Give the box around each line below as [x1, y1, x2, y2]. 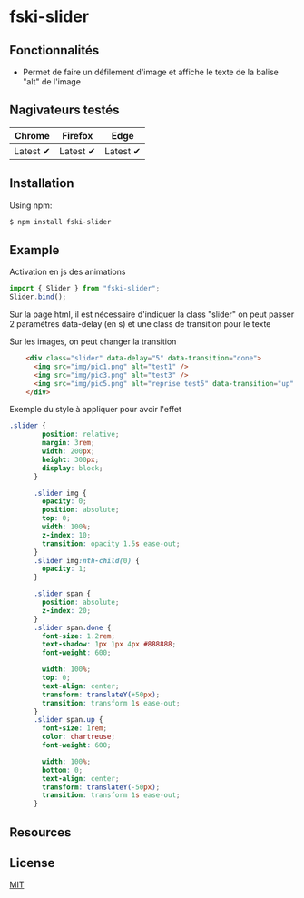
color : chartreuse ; [42, 733, 116, 742]
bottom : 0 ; [42, 765, 83, 775]
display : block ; [42, 463, 103, 473]
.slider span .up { [33, 715, 103, 725]
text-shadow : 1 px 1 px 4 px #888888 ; [42, 640, 177, 649]
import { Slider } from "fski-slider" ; [9, 284, 161, 293]
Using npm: [9, 200, 53, 211]
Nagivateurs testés [9, 103, 120, 118]
